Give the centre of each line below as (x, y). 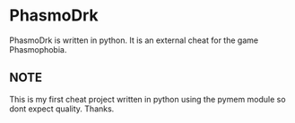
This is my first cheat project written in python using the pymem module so (147, 99)
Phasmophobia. (38, 49)
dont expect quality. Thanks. (62, 109)
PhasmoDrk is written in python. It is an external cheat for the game (134, 40)
